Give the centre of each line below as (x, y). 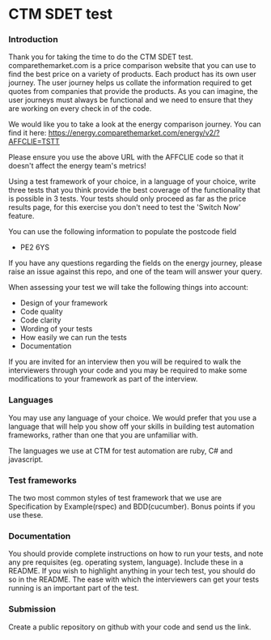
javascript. (26, 459)
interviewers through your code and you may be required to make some (128, 370)
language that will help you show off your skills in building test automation (131, 426)
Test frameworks (42, 480)
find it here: (28, 133)
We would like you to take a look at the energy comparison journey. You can (135, 124)
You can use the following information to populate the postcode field (123, 232)
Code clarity (40, 320)
